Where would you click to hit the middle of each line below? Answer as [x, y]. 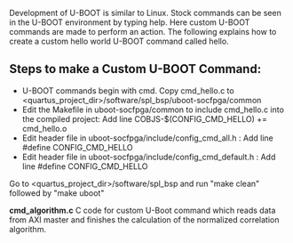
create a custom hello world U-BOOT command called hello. [119, 41]
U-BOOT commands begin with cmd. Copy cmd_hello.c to [128, 90]
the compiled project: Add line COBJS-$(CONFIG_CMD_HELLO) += [145, 118]
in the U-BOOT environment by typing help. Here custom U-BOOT [130, 22]
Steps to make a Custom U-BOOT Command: [135, 69]
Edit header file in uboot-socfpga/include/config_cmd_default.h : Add [149, 157]
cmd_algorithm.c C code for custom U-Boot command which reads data [143, 210]
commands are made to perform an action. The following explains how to [143, 32]
